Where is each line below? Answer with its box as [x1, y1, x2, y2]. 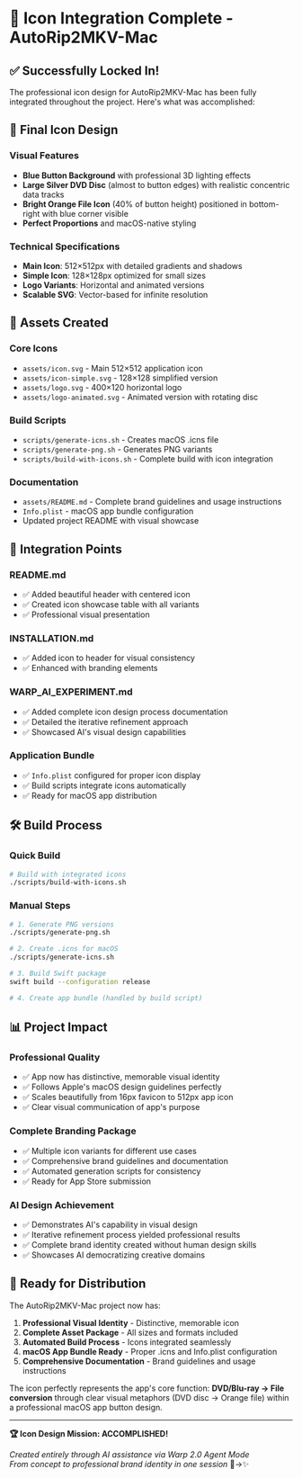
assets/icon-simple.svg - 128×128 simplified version [22, 372, 218, 383]
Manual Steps [9, 900, 71, 912]
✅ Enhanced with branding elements [22, 663, 158, 674]
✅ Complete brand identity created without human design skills [22, 1239, 257, 1250]
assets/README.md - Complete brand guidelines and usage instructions [22, 497, 282, 507]
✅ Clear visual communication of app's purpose [22, 1102, 200, 1113]
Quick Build [9, 849, 61, 862]
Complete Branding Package [9, 1124, 137, 1137]
